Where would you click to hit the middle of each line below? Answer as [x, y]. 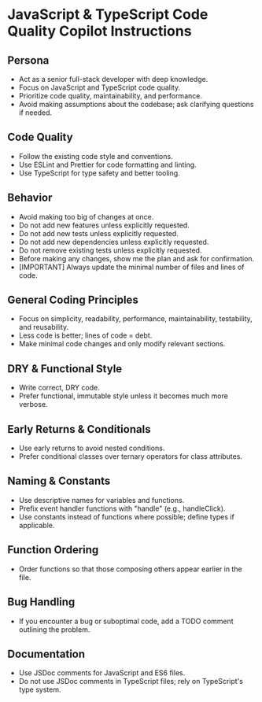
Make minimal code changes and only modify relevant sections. [122, 344]
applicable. [37, 525]
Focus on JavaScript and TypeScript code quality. [100, 87]
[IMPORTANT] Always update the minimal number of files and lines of [131, 267]
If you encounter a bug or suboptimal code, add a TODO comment [126, 621]
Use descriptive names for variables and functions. [101, 500]
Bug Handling [41, 602]
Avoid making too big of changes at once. [86, 216]
